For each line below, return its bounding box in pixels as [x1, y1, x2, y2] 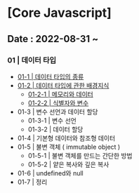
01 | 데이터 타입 [7, 55, 57, 65]
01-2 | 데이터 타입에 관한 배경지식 [17, 81, 110, 89]
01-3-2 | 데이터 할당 [27, 125, 84, 133]
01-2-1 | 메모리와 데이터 [27, 90, 93, 98]
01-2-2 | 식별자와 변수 [27, 98, 89, 107]
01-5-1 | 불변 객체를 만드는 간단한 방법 [27, 151, 133, 159]
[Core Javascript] [7, 5, 112, 21]
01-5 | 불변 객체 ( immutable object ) [17, 142, 121, 151]
